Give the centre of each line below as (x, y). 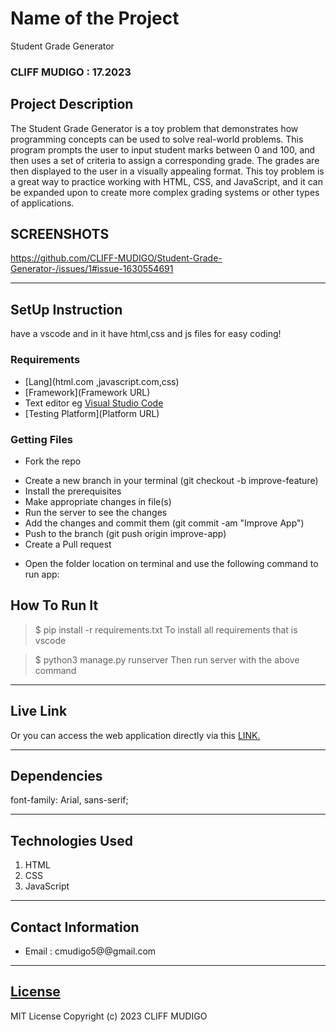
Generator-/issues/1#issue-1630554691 (92, 269)
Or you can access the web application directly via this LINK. (135, 735)
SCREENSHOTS (60, 234)
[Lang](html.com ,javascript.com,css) (102, 381)
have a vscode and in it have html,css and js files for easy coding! (146, 334)
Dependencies (56, 775)
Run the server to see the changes (96, 512)
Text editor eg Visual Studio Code (94, 403)
